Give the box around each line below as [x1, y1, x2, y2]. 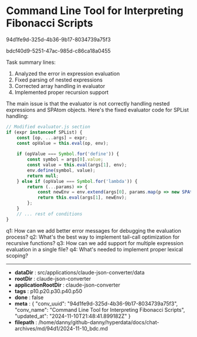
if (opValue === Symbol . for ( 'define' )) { [16, 151, 119, 157]
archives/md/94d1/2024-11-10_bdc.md [14, 325, 108, 332]
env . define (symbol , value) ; [27, 167, 96, 173]
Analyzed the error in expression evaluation [14, 70, 120, 77]
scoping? [6, 252, 28, 259]
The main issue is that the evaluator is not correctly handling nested [6, 100, 170, 107]
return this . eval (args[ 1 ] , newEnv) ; [37, 195, 127, 200]
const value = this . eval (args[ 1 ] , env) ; [27, 162, 127, 168]
